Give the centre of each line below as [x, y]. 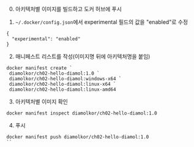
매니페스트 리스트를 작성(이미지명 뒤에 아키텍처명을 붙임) [83, 56]
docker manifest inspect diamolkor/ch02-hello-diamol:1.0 [82, 113]
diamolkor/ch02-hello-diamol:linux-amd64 [62, 89]
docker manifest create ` [39, 68]
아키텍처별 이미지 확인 [42, 102]
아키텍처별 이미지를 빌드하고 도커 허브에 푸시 [69, 9]
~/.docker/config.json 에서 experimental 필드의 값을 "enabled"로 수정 [102, 22]
